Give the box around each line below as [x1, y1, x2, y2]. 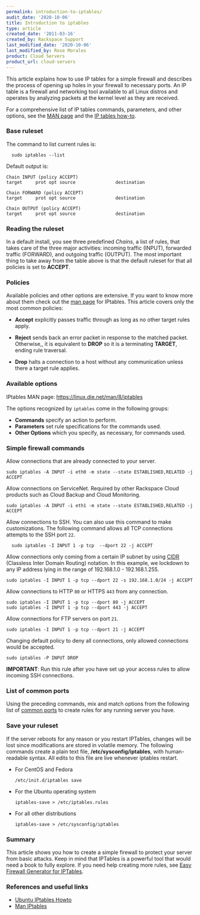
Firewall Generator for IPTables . [6, 867, 84, 875]
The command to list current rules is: [6, 140, 96, 148]
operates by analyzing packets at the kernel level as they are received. [6, 94, 179, 102]
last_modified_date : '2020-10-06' [6, 42, 92, 48]
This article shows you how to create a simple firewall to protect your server [6, 849, 192, 856]
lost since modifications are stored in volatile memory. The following [6, 741, 174, 748]
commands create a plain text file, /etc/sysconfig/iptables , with [6, 748, 164, 755]
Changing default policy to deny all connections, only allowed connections [6, 637, 189, 644]
